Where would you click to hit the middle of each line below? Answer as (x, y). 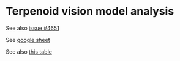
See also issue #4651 (32, 28)
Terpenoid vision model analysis (90, 11)
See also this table (29, 52)
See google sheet (28, 40)
